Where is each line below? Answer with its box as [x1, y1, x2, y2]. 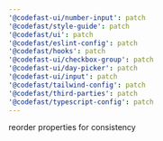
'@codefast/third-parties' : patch [8, 89, 139, 98]
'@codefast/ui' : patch [8, 30, 94, 39]
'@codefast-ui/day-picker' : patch [8, 64, 139, 73]
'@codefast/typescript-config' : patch [8, 97, 154, 107]
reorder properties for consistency [8, 122, 136, 133]
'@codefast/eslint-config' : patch [8, 38, 139, 48]
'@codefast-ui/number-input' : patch [8, 13, 146, 23]
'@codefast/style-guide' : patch [8, 22, 130, 31]
